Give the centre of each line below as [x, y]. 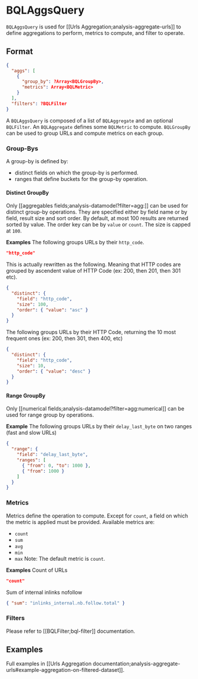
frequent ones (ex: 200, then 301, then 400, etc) [65, 338]
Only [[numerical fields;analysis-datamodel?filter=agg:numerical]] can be [95, 409]
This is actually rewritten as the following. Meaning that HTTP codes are [93, 264]
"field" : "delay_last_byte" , [52, 455]
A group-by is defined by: [37, 161]
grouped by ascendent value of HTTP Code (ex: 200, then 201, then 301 [93, 271]
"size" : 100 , [33, 304]
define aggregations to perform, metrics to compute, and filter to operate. [95, 33]
